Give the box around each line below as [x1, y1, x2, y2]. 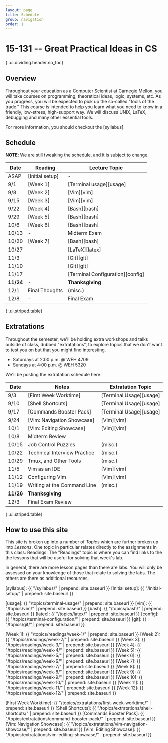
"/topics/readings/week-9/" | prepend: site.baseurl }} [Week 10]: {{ [5, 674, 143, 680]
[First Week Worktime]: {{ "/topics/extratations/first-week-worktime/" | [5, 700, 151, 706]
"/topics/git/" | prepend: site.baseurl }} [5, 622, 85, 628]
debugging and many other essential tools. [5, 114, 94, 120]
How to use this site [5, 526, 68, 534]
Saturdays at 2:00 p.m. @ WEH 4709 [12, 356, 89, 362]
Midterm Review [27, 433, 66, 440]
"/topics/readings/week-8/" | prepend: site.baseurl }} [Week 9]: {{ [5, 669, 141, 675]
